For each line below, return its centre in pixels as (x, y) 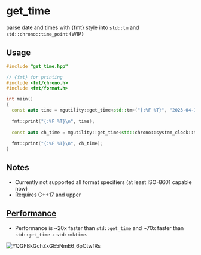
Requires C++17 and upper (48, 195)
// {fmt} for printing (34, 77)
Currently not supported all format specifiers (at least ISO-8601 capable (103, 182)
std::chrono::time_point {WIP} (45, 33)
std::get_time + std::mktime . (51, 234)
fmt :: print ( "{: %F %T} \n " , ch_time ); (57, 144)
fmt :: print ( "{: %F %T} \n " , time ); (53, 121)
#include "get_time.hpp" (37, 66)
